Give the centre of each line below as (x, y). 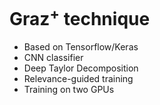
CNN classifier (53, 58)
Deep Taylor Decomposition (81, 68)
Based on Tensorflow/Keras (81, 47)
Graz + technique (80, 17)
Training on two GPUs (69, 90)
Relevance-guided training (78, 79)
